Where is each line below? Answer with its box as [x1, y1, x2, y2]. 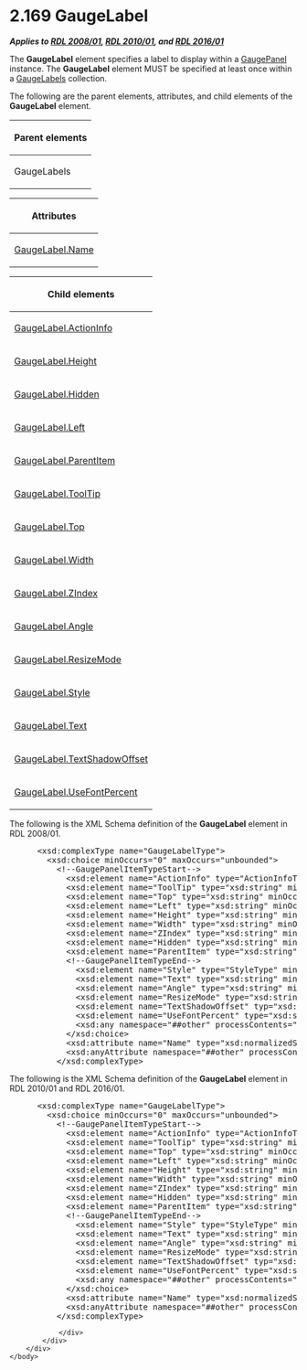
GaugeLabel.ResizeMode [14, 653, 122, 666]
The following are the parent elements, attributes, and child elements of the [9, 91, 293, 102]
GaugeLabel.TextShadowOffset [14, 752, 149, 765]
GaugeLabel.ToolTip [14, 487, 101, 499]
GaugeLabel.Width [14, 553, 94, 566]
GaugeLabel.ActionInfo [14, 321, 112, 334]
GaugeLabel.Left [14, 421, 85, 433]
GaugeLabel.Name [14, 243, 94, 256]
